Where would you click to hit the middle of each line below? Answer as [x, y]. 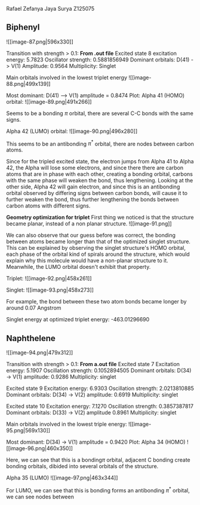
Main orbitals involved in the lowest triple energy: [67, 424]
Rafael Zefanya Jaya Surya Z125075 [50, 9]
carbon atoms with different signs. [48, 206]
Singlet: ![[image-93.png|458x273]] [50, 290]
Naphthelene [31, 338]
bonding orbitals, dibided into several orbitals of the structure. [82, 466]
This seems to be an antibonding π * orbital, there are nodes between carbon [100, 143]
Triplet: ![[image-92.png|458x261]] [49, 278]
